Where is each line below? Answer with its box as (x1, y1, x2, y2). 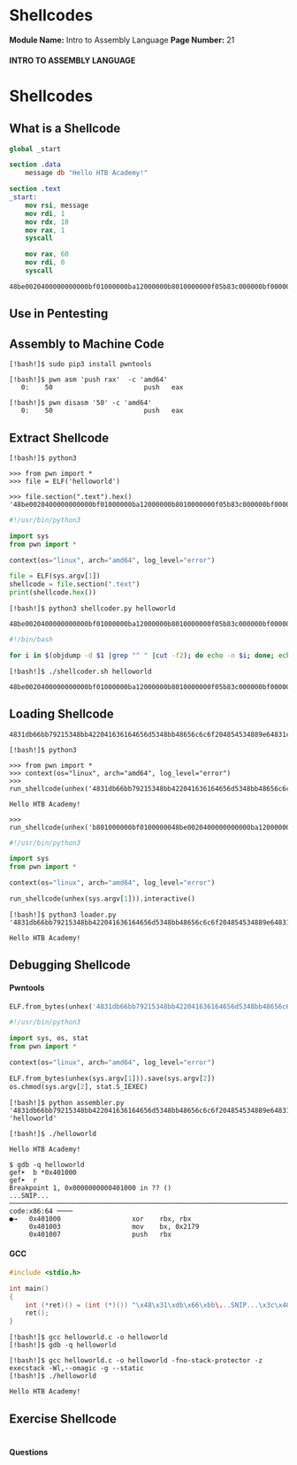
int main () (9, 1284, 49, 1292)
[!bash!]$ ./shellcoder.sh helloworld (9, 667, 152, 676)
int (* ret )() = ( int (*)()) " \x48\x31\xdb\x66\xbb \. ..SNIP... (25, 1300, 259, 1309)
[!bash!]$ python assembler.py (9, 1098, 125, 1107)
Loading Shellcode (9, 707, 115, 722)
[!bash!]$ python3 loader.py (9, 910, 117, 919)
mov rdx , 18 (25, 218, 69, 226)
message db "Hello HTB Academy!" (25, 169, 148, 178)
